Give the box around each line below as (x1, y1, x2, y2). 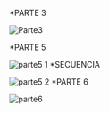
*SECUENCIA (49, 60, 101, 69)
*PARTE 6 (51, 77, 89, 87)
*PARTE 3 (9, 8, 46, 18)
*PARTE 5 (9, 42, 46, 52)
